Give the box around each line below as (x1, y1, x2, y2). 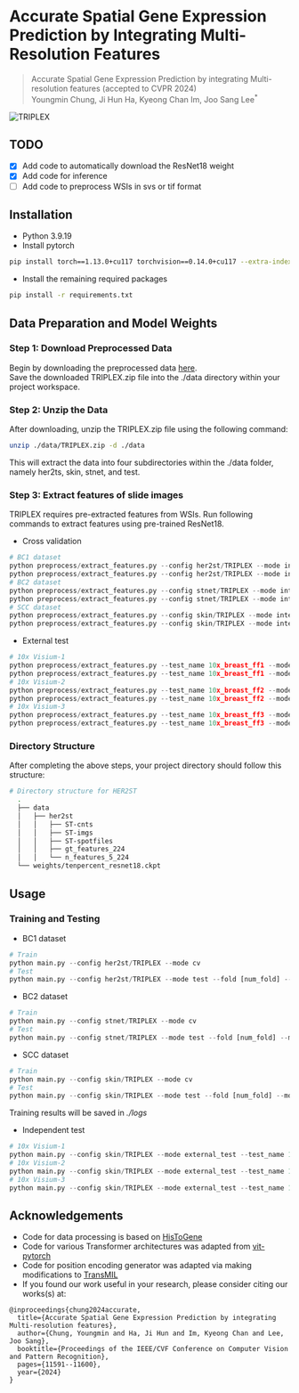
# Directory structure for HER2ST (9, 786, 138, 796)
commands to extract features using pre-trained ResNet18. (9, 518, 224, 529)
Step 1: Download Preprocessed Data (9, 342, 173, 354)
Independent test (21, 1125, 85, 1136)
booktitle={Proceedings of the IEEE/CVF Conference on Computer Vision (17, 1345, 289, 1354)
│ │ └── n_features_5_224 (17, 853, 129, 862)
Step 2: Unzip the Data (9, 403, 109, 416)
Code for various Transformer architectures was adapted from (21, 1241, 251, 1252)
